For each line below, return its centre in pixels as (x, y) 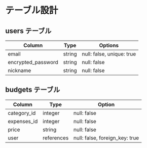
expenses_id (23, 121)
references (56, 138)
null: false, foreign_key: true (106, 138)
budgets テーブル (33, 90)
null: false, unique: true (109, 54)
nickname (20, 70)
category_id (22, 113)
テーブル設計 (32, 10)
